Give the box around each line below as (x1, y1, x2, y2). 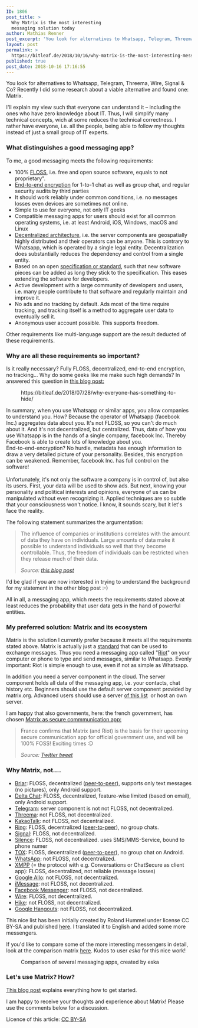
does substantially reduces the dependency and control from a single (14, 250, 184, 257)
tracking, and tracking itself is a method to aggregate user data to (14, 307, 174, 314)
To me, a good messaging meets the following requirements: (6, 157, 153, 164)
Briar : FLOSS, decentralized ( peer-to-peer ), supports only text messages (14, 779, 192, 786)
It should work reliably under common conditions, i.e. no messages (14, 193, 178, 201)
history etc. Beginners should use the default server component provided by (6, 686, 192, 693)
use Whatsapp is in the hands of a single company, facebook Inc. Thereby (6, 432, 186, 439)
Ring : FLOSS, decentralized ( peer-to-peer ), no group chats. (14, 824, 159, 831)
